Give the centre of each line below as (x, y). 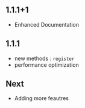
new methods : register (44, 58)
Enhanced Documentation (47, 24)
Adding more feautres (41, 98)
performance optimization (46, 65)
